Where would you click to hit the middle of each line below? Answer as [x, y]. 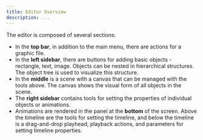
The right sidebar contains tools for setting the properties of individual [103, 98]
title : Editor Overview [36, 12]
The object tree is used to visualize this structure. [77, 72]
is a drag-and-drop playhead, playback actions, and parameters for [99, 124]
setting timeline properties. [49, 130]
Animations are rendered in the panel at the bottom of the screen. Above [106, 111]
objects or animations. [43, 104]
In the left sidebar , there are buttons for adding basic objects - [93, 59]
